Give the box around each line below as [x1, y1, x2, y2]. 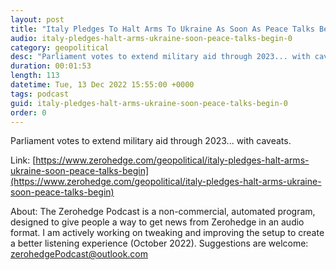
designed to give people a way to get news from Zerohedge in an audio [10, 216, 305, 228]
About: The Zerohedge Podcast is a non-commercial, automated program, [10, 206, 316, 218]
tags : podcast [10, 89, 70, 99]
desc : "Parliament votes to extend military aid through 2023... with [10, 52, 311, 62]
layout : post [10, 14, 65, 25]
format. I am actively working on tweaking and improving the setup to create [10, 227, 325, 239]
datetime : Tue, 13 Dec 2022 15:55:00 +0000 [10, 80, 195, 90]
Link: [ [10, 154, 37, 166]
